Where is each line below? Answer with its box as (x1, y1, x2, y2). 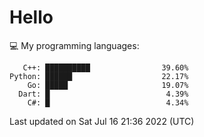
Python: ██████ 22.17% (9, 71, 189, 81)
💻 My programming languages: (9, 39, 140, 51)
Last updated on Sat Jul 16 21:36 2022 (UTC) (9, 115, 195, 127)
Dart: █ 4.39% (18, 89, 189, 99)
